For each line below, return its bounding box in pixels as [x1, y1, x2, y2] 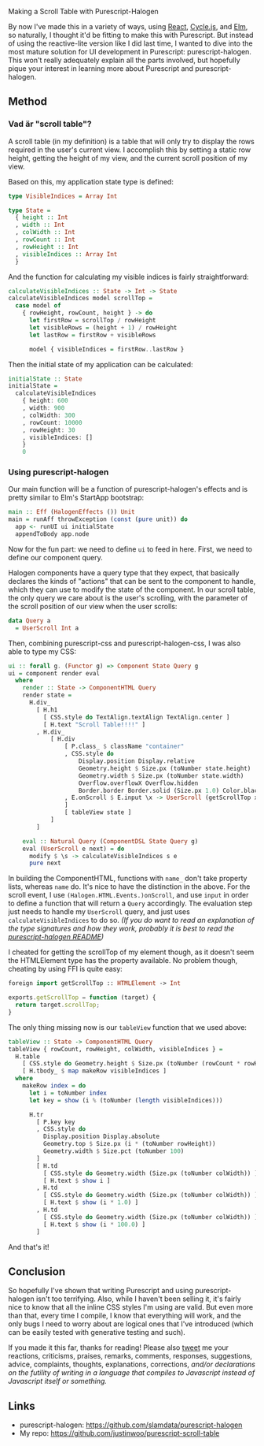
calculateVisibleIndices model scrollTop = [8, 295, 153, 303]
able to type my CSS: [8, 646, 77, 656]
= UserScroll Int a [15, 624, 79, 632]
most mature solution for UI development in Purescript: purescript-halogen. [8, 47, 251, 56]
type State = [8, 206, 51, 214]
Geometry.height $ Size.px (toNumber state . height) [78, 764, 251, 772]
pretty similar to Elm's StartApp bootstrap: [8, 493, 145, 503]
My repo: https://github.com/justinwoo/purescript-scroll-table [19, 1429, 220, 1438]
